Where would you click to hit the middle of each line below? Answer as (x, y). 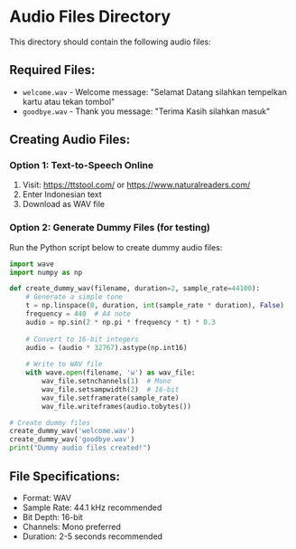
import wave (32, 264)
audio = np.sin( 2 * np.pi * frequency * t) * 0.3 (121, 322)
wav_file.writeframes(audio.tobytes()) (117, 406)
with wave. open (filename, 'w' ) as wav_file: (111, 373)
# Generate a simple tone (74, 297)
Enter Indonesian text (62, 194)
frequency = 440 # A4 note (78, 314)
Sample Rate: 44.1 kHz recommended (92, 507)
